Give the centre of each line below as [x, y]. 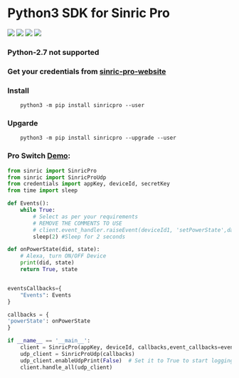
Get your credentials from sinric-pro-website [87, 71]
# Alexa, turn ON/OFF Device [63, 256]
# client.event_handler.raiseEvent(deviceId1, [103, 230]
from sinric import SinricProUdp [57, 177]
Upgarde [23, 123]
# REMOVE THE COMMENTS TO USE [78, 223]
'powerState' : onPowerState [49, 321]
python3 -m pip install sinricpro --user [82, 106]
